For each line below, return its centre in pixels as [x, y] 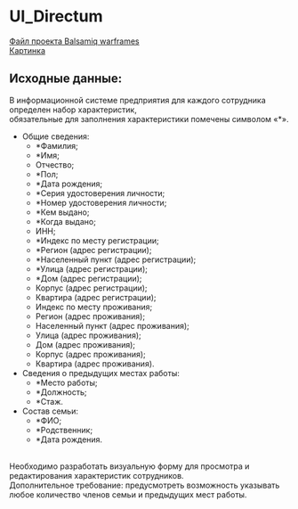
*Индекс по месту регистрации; [97, 240]
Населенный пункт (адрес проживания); [112, 325]
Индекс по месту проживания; [94, 307]
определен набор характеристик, [73, 110]
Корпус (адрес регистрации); [92, 288]
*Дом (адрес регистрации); [89, 278]
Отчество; [55, 164]
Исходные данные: [66, 79]
